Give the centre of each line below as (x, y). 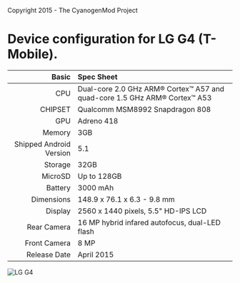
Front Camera (48, 243)
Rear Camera (49, 227)
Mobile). (33, 55)
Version (58, 153)
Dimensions (51, 199)
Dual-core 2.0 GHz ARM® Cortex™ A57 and (151, 88)
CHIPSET (55, 109)
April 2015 (96, 254)
